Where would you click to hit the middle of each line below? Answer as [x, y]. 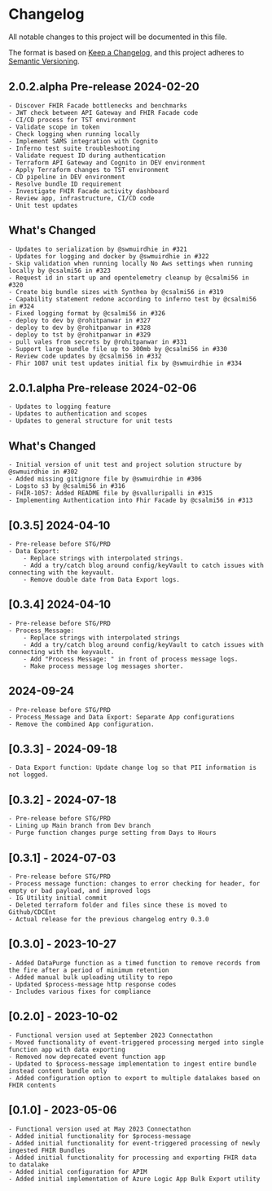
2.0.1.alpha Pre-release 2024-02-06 [103, 388]
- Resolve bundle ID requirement [65, 184]
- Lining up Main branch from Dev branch [80, 826]
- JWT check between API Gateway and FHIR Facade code [103, 112]
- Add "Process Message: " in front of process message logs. [131, 659]
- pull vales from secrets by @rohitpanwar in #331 [98, 342]
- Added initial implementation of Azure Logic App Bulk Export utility [134, 1179]
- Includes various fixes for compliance [80, 991]
